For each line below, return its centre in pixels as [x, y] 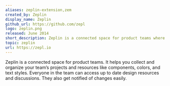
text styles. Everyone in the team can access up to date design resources [82, 73]
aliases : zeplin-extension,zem [38, 10]
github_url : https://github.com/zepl [45, 24]
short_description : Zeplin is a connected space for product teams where [85, 38]
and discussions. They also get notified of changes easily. [66, 78]
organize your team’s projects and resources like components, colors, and [83, 67]
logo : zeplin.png [24, 29]
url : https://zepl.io [28, 48]
